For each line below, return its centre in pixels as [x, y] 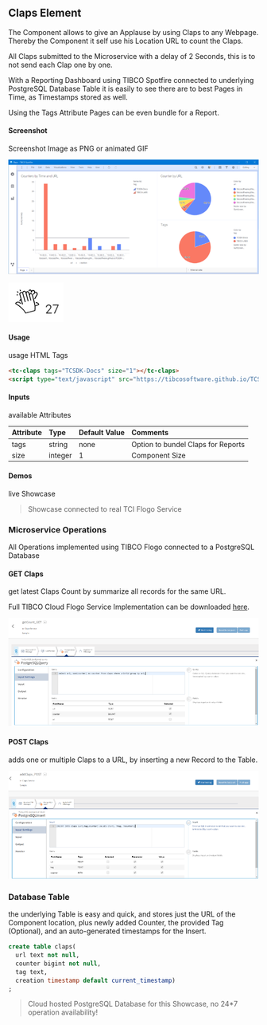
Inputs [19, 397]
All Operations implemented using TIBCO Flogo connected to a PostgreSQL [132, 547]
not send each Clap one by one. [60, 65]
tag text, [31, 972]
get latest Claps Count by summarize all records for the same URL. [117, 591]
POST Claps [29, 742]
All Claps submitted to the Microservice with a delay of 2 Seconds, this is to [132, 56]
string [58, 444]
